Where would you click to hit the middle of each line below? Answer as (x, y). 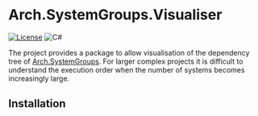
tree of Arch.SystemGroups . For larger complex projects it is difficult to (126, 61)
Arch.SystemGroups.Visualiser (115, 15)
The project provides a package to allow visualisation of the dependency (129, 52)
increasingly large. (39, 78)
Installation (37, 104)
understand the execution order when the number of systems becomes (127, 69)
